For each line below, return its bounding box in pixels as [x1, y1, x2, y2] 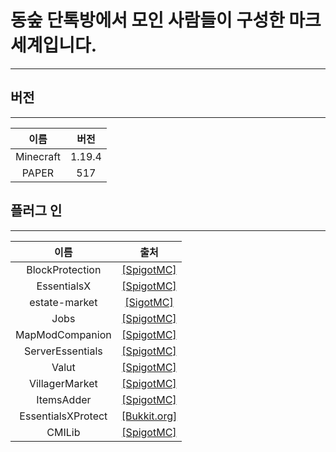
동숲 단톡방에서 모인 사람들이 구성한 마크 [10, 9, 322, 32]
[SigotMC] [124, 295, 174, 309]
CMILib [46, 425, 81, 439]
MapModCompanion [15, 327, 112, 341]
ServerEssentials [23, 344, 103, 358]
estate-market [29, 295, 98, 309]
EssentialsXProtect [19, 409, 108, 423]
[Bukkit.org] [121, 409, 178, 423]
